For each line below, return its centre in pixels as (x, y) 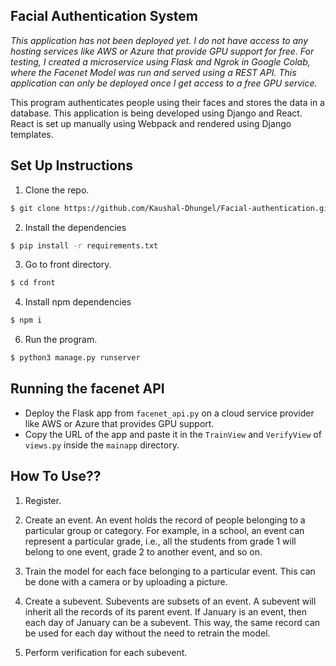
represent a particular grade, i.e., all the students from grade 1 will (160, 541)
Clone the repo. (57, 190)
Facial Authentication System (104, 16)
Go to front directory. (68, 265)
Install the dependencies (75, 227)
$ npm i (26, 320)
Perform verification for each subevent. (106, 652)
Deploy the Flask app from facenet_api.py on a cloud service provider (169, 413)
